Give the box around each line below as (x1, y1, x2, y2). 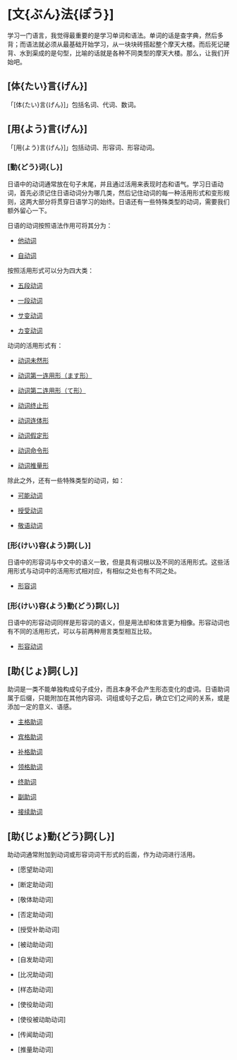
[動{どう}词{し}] (7, 162, 63, 172)
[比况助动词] (17, 970, 54, 979)
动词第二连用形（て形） (17, 386, 86, 395)
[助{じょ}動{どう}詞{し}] (7, 830, 115, 842)
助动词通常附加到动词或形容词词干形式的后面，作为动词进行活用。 (7, 850, 199, 859)
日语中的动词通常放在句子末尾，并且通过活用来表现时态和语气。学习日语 (7, 179, 217, 188)
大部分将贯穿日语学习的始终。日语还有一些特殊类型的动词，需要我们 (31, 197, 230, 205)
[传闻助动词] (17, 1030, 54, 1039)
